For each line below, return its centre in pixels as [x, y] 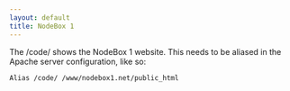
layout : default [40, 18]
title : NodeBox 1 [42, 26]
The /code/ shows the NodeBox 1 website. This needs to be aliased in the [145, 51]
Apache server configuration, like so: [78, 61]
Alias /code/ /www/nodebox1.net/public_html [94, 77]
